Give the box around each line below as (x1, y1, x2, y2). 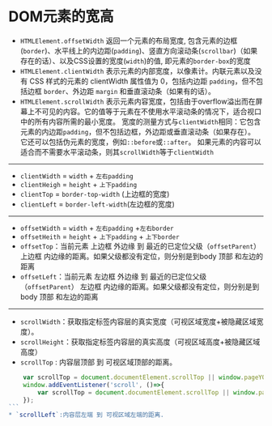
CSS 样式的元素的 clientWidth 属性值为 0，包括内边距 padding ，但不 (29, 76, 257, 86)
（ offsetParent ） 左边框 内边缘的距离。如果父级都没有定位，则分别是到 (19, 281, 260, 292)
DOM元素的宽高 (8, 7, 114, 26)
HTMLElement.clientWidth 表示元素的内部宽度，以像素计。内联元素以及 (19, 66, 255, 75)
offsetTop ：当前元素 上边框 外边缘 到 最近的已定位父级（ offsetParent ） (19, 241, 261, 251)
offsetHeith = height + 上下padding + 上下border (19, 232, 180, 241)
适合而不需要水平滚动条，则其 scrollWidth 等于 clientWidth (19, 147, 215, 156)
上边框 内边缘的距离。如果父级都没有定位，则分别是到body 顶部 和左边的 (19, 251, 264, 261)
